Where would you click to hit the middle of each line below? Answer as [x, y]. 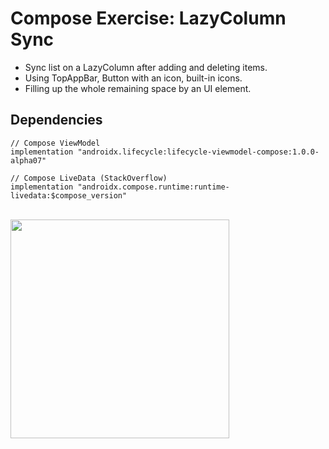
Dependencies [56, 120]
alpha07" [28, 160]
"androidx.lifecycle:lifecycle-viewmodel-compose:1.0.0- [198, 152]
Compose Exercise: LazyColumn [148, 18]
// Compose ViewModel [55, 143]
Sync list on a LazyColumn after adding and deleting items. [146, 67]
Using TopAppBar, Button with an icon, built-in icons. [133, 78]
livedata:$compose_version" [69, 195]
